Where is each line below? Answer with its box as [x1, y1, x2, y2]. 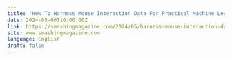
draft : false [7, 42, 45, 49]
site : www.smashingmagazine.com [7, 29, 100, 37]
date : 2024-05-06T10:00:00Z [7, 17, 88, 23]
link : [7, 23, 23, 30]
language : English [7, 36, 60, 43]
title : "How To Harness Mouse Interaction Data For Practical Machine [7, 10, 215, 17]
